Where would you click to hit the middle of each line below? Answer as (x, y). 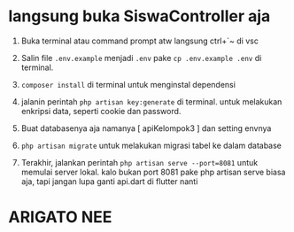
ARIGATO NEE (60, 217)
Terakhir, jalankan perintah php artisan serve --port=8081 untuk (139, 162)
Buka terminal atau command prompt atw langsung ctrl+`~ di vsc (139, 41)
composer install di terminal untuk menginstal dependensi (128, 84)
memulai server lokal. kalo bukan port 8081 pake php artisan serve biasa (153, 172)
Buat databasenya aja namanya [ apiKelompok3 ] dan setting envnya (146, 128)
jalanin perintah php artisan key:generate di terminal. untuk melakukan (151, 101)
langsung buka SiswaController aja (139, 16)
